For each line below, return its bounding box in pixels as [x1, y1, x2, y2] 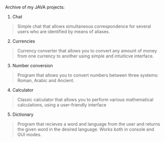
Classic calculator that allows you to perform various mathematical [17, 96, 154, 102]
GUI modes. [17, 132, 42, 138]
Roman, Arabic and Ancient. [17, 78, 75, 83]
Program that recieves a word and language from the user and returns [17, 121, 161, 127]
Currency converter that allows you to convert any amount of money [17, 48, 157, 53]
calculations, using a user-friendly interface [17, 102, 107, 108]
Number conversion [12, 63, 53, 68]
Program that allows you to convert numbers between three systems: [17, 72, 159, 78]
